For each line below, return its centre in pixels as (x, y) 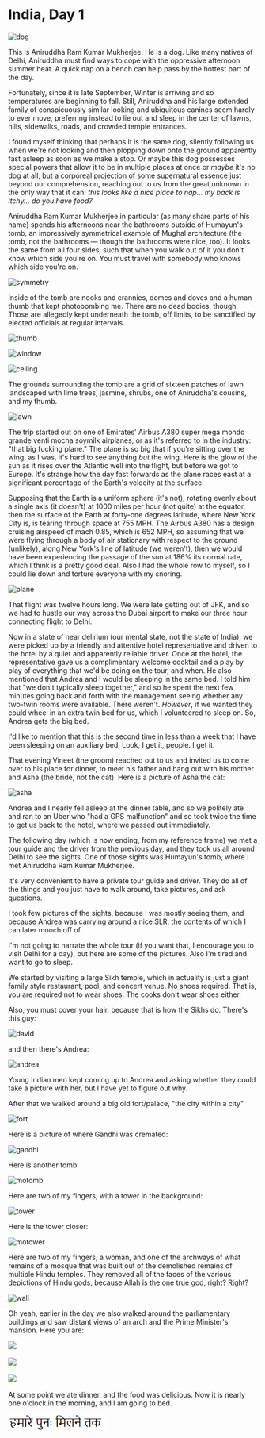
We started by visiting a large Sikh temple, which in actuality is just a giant (129, 977)
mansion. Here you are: (46, 1330)
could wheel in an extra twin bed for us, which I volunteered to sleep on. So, (132, 713)
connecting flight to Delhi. (50, 621)
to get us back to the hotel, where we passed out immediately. (110, 825)
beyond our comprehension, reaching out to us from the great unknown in (129, 183)
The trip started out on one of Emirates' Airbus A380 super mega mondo (127, 432)
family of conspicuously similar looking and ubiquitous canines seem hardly (131, 110)
